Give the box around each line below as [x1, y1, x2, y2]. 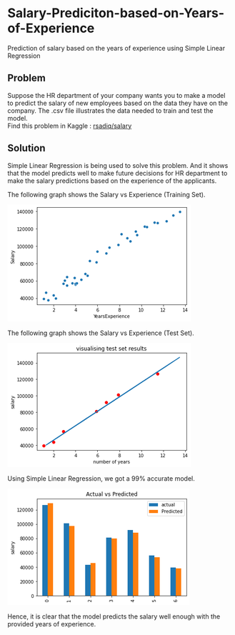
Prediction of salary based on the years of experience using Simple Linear [7, 44, 226, 52]
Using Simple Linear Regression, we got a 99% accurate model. [7, 474, 195, 483]
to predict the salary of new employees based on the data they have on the [7, 99, 229, 107]
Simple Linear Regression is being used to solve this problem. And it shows [7, 161, 229, 169]
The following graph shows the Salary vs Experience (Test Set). [7, 329, 194, 337]
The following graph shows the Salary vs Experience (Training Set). [7, 190, 206, 199]
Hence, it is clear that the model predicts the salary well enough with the [7, 612, 221, 621]
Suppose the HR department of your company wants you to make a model [7, 91, 226, 99]
